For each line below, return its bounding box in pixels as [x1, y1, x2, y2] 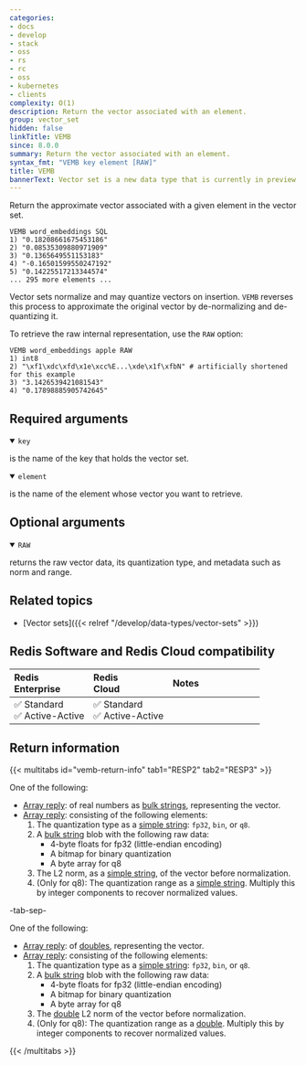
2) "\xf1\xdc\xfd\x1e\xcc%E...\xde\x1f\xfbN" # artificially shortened [9, 362, 288, 371]
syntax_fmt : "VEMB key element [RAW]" [9, 157, 157, 167]
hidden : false [9, 124, 64, 133]
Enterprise [14, 682, 61, 695]
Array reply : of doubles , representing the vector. [22, 941, 205, 952]
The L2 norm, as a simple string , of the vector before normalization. [36, 868, 291, 879]
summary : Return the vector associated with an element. [9, 149, 231, 158]
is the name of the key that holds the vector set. [9, 453, 189, 464]
